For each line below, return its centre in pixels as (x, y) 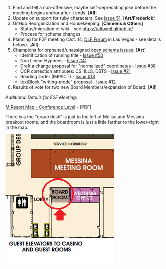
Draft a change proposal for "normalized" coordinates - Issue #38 (88, 66)
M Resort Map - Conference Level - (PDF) (48, 107)
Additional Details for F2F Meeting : (41, 97)
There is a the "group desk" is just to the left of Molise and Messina (75, 117)
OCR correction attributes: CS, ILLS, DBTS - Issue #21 (75, 71)
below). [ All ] (25, 44)
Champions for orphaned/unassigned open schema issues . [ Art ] (79, 50)
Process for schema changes (50, 34)
